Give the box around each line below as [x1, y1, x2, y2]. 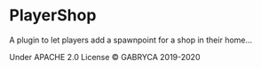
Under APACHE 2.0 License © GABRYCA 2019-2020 [9, 51, 201, 62]
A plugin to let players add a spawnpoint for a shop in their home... [9, 34, 253, 45]
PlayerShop [9, 5, 97, 26]
